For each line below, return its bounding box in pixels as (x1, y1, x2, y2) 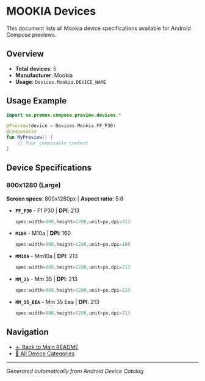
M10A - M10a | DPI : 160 (15, 229, 71, 237)
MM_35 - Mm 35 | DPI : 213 (15, 275, 78, 283)
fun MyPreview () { (6, 135, 53, 141)
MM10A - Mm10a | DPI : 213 (15, 253, 78, 260)
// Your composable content (17, 140, 88, 146)
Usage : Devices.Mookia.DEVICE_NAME (15, 78, 107, 85)
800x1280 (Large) (6, 181, 61, 190)
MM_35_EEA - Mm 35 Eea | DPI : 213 (15, 298, 99, 305)
